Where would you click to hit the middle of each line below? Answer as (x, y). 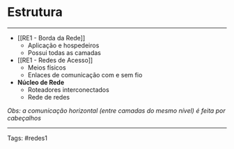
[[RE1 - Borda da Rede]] (51, 38)
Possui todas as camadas (64, 52)
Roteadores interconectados (68, 89)
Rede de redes (49, 97)
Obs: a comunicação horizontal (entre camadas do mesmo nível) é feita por (116, 110)
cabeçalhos (24, 118)
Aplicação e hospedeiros (63, 45)
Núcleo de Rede (41, 82)
